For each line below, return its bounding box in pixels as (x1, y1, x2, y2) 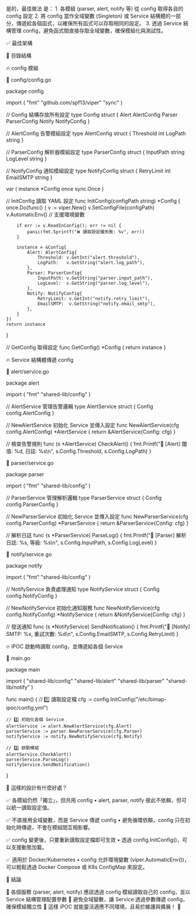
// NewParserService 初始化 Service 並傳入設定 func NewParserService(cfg (6, 513, 188, 520)
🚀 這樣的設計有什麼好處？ (6, 784, 68, 791)
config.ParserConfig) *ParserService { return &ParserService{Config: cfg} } (6, 520, 189, 527)
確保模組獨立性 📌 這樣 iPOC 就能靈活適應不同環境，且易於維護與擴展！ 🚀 (6, 903, 181, 910)
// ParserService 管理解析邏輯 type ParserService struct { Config (6, 494, 162, 501)
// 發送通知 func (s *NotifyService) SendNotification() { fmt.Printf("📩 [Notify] (6, 623, 190, 630)
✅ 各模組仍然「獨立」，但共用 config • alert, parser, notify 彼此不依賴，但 (6, 797, 182, 803)
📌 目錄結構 (6, 52, 32, 59)
